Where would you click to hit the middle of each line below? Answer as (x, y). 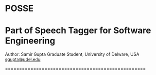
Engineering (30, 41)
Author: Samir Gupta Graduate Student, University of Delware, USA (72, 54)
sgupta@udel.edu (23, 60)
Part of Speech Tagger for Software (78, 31)
